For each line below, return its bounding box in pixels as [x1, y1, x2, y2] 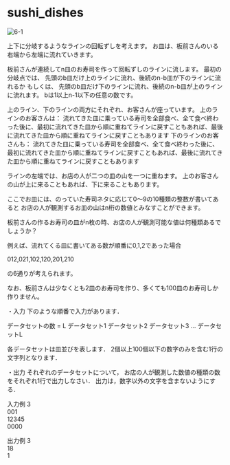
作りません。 [7, 292, 43, 301]
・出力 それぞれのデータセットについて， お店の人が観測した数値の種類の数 [7, 368, 221, 376]
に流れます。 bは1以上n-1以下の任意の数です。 [7, 91, 137, 99]
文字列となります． [7, 353, 62, 362]
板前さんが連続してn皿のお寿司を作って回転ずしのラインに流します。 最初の [7, 65, 222, 73]
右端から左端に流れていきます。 [7, 50, 97, 58]
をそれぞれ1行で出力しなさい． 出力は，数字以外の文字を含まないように [7, 376, 210, 385]
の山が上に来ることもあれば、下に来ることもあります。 [7, 180, 163, 188]
